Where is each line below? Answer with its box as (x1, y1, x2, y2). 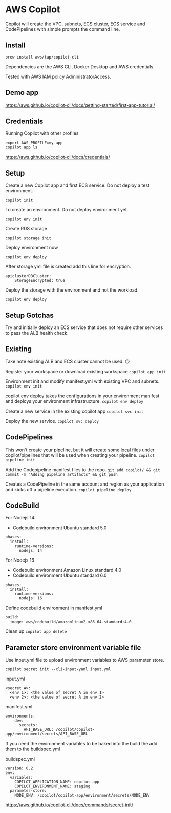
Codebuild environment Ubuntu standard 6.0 (12, 572, 107, 578)
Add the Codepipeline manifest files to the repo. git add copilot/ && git (5, 466, 160, 473)
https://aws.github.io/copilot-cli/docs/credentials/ (5, 154, 110, 160)
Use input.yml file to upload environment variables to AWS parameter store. (5, 657, 165, 663)
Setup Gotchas (5, 311, 54, 319)
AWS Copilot (5, 4, 60, 15)
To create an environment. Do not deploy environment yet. (5, 207, 129, 213)
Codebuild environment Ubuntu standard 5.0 (12, 525, 107, 531)
